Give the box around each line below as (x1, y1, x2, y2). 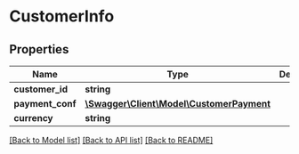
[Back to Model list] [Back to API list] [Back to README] (9, 135, 214, 145)
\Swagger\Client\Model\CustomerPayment (85, 98, 271, 109)
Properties (9, 42, 69, 57)
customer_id (13, 83, 69, 95)
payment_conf (13, 98, 77, 109)
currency (13, 112, 53, 124)
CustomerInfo (9, 6, 115, 27)
